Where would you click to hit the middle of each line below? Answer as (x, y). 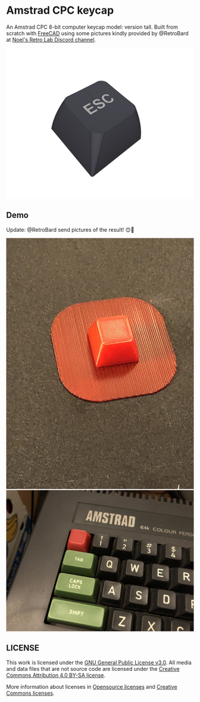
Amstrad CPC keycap (60, 10)
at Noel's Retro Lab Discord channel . (51, 39)
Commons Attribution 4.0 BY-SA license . (56, 675)
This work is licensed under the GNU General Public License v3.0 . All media (99, 662)
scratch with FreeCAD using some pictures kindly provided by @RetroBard (97, 33)
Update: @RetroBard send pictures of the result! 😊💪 (71, 229)
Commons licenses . (30, 693)
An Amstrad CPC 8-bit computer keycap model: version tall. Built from (92, 27)
